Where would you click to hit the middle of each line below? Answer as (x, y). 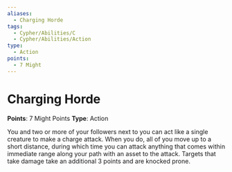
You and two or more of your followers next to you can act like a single (108, 131)
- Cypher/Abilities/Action (52, 39)
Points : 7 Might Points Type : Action (58, 118)
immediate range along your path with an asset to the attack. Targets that (111, 153)
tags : (15, 26)
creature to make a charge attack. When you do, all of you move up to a (109, 139)
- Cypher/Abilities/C (45, 33)
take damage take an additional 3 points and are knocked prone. (99, 161)
